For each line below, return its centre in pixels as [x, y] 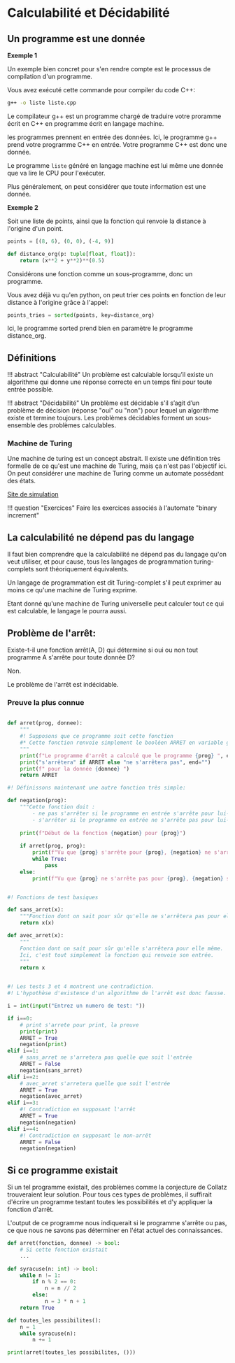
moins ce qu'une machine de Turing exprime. [72, 590]
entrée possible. [30, 390]
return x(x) [37, 923]
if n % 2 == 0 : [55, 1282]
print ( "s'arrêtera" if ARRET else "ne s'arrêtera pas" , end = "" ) [115, 762]
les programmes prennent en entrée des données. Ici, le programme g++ [112, 137]
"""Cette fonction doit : [58, 807]
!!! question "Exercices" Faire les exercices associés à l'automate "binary [112, 508]
